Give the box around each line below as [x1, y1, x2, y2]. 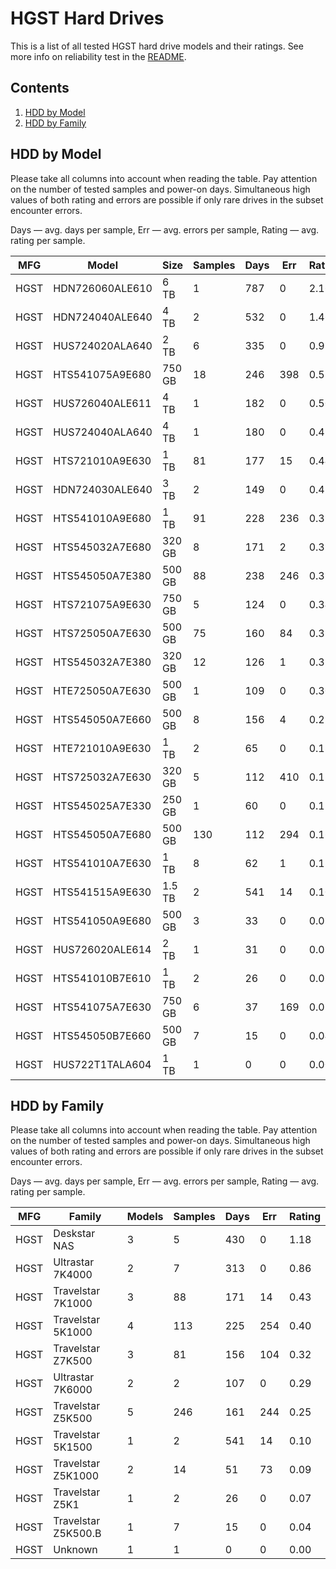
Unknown [53, 1543, 98, 1557]
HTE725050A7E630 [53, 683, 152, 697]
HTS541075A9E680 [53, 367, 152, 381]
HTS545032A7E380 [53, 655, 152, 669]
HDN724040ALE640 [53, 310, 153, 324]
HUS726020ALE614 [53, 942, 152, 956]
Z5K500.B [53, 1527, 102, 1541]
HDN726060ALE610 [53, 281, 153, 295]
